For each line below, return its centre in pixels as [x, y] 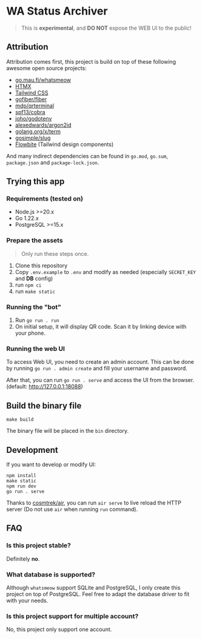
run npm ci [28, 285]
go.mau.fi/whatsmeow [43, 79]
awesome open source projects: [46, 68]
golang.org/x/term [38, 131]
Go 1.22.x [27, 218]
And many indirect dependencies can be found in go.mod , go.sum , [87, 156]
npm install [21, 475]
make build [20, 420]
